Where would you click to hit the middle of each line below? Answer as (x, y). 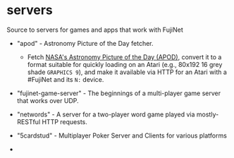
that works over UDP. (48, 100)
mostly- (208, 114)
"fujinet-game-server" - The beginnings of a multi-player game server (119, 93)
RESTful (29, 121)
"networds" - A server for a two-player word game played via (106, 114)
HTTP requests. (64, 121)
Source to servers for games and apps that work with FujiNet (95, 30)
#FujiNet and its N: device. (66, 79)
